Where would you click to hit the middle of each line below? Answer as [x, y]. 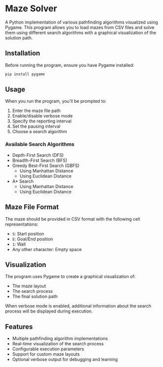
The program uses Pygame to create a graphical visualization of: [70, 277]
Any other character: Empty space [47, 249]
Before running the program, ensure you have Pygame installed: [70, 65]
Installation [23, 53]
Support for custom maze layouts [46, 354]
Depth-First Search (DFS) [38, 155]
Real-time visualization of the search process [58, 344]
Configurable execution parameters [48, 349]
